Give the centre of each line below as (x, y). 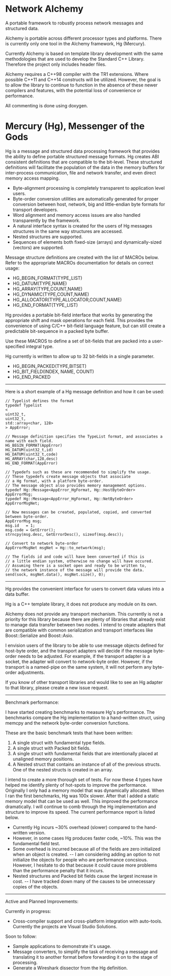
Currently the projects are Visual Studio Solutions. (65, 926)
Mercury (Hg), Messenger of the (75, 126)
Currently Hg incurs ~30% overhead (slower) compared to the (78, 827)
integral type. (40, 346)
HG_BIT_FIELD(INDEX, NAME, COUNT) (53, 371)
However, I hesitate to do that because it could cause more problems (85, 865)
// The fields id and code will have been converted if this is (75, 557)
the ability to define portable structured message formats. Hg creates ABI (82, 156)
